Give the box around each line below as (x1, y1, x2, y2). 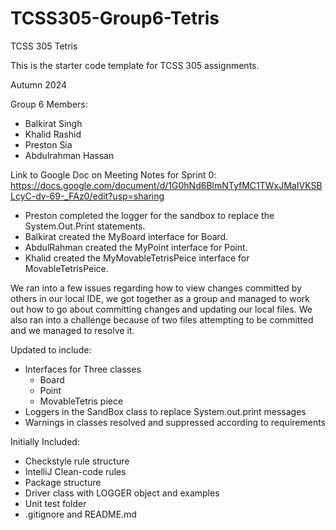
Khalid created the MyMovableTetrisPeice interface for (24, 252, 250, 264)
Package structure (24, 476, 102, 488)
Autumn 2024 (10, 78, 68, 91)
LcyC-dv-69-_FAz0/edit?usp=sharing (10, 190, 165, 202)
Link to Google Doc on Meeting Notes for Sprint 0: (10, 168, 217, 181)
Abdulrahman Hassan (24, 149, 115, 161)
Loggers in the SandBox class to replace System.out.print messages (24, 405, 307, 417)
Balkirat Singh (24, 117, 83, 129)
